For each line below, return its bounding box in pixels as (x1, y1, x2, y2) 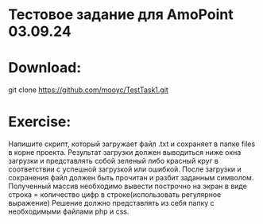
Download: (8, 59, 82, 77)
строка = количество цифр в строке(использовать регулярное (8, 190, 222, 199)
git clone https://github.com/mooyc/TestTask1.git (8, 85, 168, 95)
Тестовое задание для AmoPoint (8, 6, 234, 24)
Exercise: (8, 113, 72, 131)
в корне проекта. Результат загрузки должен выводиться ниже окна (8, 148, 242, 157)
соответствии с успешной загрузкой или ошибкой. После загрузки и (8, 164, 242, 174)
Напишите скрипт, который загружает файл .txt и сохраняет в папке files (8, 139, 256, 149)
